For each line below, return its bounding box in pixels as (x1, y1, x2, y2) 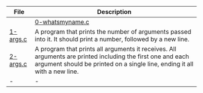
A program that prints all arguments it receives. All (34, 45, 176, 53)
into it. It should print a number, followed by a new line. (34, 35, 190, 43)
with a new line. (34, 67, 79, 76)
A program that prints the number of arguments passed (34, 28, 192, 35)
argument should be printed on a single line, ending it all (34, 60, 194, 68)
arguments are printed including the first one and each (34, 52, 189, 61)
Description (97, 8, 132, 16)
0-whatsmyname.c (34, 18, 89, 26)
